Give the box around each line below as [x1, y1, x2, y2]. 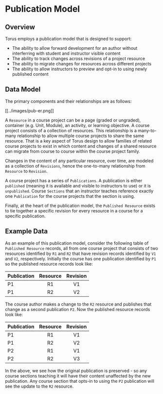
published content [12, 71, 49, 77]
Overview [5, 23, 36, 31]
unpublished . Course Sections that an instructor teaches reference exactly [5, 188, 154, 194]
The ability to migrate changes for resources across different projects [12, 61, 152, 66]
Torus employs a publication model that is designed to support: [5, 36, 132, 41]
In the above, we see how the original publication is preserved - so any [5, 368, 147, 373]
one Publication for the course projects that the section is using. [5, 193, 135, 199]
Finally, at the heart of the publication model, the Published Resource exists [5, 203, 156, 208]
